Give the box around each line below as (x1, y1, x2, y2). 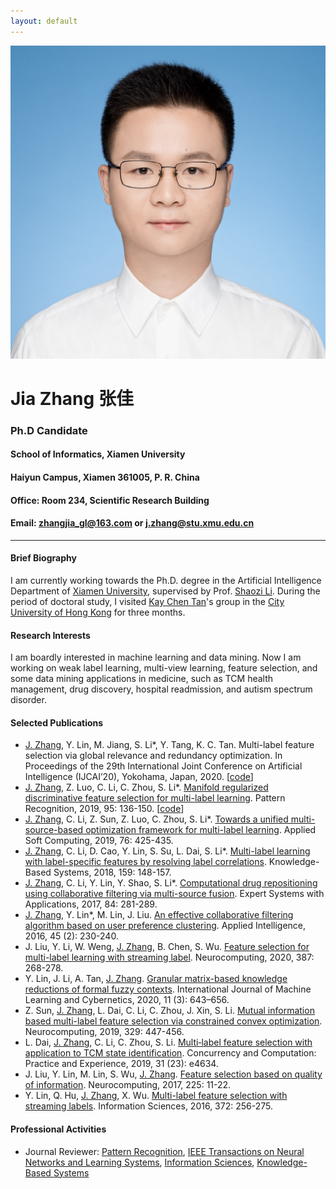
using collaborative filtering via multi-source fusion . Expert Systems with (24, 888, 325, 900)
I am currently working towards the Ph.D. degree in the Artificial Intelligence (10, 574, 322, 586)
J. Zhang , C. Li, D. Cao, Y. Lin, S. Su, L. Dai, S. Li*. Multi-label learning (24, 845, 311, 857)
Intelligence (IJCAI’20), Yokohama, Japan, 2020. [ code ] (24, 771, 254, 783)
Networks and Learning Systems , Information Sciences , (24, 1156, 255, 1168)
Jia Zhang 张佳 (10, 387, 134, 410)
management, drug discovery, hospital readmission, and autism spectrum (10, 683, 313, 695)
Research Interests (10, 629, 91, 641)
